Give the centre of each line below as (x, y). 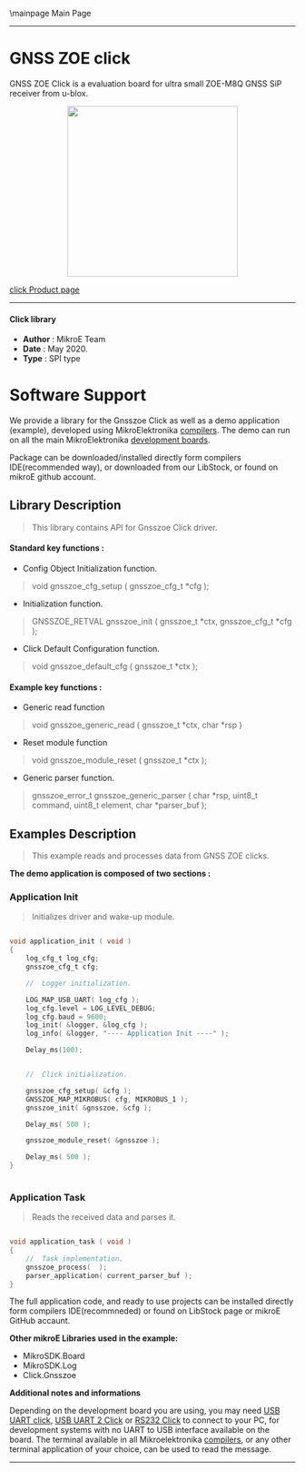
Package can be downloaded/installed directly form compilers (126, 458)
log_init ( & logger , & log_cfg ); (87, 1025)
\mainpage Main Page (50, 13)
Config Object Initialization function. (89, 569)
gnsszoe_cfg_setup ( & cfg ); (79, 1091)
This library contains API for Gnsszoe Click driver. (124, 527)
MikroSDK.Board (54, 1356)
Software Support (78, 396)
